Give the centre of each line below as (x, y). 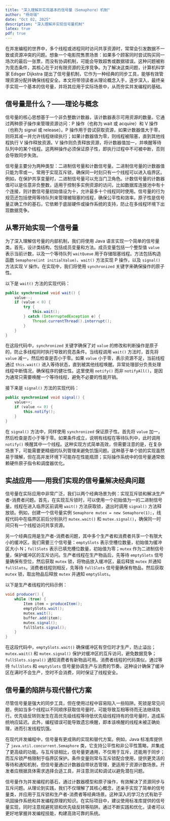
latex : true (18, 29)
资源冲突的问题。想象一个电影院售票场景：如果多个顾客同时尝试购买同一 (89, 55)
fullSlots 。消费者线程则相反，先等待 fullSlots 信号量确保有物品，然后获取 (84, 568)
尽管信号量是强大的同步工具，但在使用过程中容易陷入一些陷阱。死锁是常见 (83, 703)
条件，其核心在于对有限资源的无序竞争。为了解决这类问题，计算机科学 (92, 67)
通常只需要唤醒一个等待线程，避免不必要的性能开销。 (65, 377)
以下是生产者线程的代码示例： (36, 585)
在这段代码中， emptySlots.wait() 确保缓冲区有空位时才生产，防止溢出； (80, 647)
